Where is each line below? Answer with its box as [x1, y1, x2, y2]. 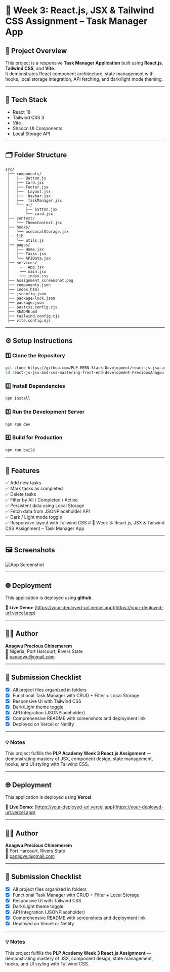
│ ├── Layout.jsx [7, 189, 51, 194]
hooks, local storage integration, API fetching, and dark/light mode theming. [5, 76, 163, 82]
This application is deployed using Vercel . [5, 794, 93, 800]
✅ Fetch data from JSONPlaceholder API [5, 508, 90, 515]
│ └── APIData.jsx [7, 256, 51, 261]
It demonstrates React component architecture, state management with [5, 71, 154, 77]
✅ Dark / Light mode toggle [5, 514, 62, 520]
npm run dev [5, 422, 30, 427]
